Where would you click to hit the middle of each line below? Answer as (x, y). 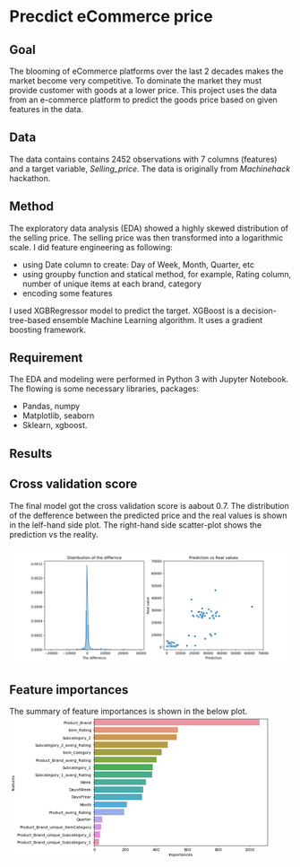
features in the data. (46, 109)
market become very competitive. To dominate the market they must (136, 81)
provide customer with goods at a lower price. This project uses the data (143, 90)
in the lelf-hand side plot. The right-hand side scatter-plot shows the (136, 525)
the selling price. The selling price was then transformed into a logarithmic (146, 237)
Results (31, 454)
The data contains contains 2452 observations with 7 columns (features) (143, 159)
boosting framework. (48, 329)
